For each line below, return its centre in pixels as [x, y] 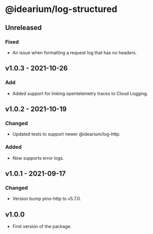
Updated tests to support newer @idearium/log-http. [66, 134]
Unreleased [24, 28]
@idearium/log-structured [61, 9]
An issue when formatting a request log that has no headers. [75, 52]
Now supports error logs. [38, 158]
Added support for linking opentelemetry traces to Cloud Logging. [80, 93]
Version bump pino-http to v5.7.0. [47, 199]
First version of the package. [42, 227]
